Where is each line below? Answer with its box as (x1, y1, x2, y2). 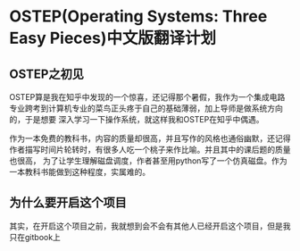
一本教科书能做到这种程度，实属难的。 (9, 167, 150, 177)
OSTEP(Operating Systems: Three (9, 6, 268, 27)
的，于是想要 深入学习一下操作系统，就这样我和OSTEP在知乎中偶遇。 (9, 114, 264, 124)
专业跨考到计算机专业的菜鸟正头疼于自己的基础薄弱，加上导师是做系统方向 (9, 103, 283, 113)
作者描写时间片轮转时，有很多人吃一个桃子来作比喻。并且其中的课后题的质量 (9, 145, 291, 155)
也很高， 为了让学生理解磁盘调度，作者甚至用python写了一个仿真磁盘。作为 (9, 155, 287, 166)
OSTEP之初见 (9, 66, 85, 81)
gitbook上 (24, 231, 61, 242)
